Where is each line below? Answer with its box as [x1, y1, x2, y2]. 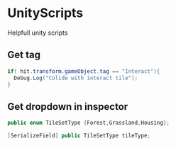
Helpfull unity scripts [7, 28, 68, 37]
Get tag [7, 49, 41, 61]
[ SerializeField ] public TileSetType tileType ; [7, 133, 151, 140]
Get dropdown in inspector [7, 101, 128, 113]
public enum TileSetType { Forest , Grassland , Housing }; [7, 119, 170, 127]
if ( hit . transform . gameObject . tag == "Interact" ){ [7, 67, 160, 75]
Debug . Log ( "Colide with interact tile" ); [13, 74, 138, 82]
